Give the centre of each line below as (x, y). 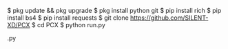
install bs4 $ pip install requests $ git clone (68, 18)
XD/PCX (19, 25)
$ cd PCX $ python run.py (68, 25)
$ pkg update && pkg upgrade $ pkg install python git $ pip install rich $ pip (114, 11)
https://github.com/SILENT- (169, 18)
